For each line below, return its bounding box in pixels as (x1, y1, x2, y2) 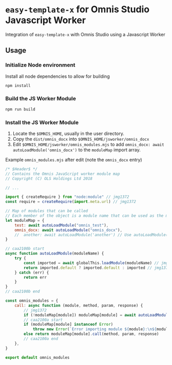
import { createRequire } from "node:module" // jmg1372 (5, 194, 130, 200)
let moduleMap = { (5, 218, 45, 223)
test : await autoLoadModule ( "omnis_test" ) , (14, 222, 109, 228)
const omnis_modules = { (5, 298, 58, 304)
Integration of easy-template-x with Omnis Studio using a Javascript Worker (5, 31, 165, 37)
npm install (5, 83, 31, 88)
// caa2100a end (24, 336, 58, 341)
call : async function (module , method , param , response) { (14, 303, 143, 308)
